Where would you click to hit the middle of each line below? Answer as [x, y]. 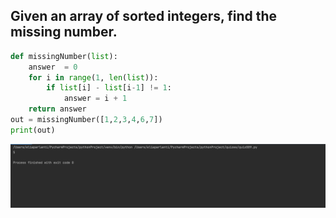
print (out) [33, 130]
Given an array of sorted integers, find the [144, 16]
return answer [57, 109]
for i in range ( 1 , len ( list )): [93, 77]
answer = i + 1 [95, 99]
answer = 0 [53, 67]
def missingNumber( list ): [64, 56]
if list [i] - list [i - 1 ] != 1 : [109, 88]
